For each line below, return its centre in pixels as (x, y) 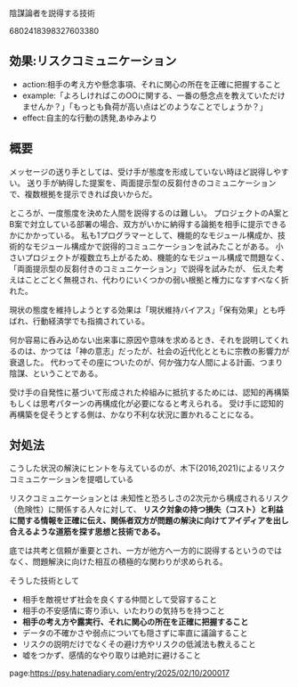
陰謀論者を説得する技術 (52, 13)
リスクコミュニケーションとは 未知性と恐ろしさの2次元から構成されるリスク (149, 498)
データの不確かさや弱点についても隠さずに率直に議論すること (135, 633)
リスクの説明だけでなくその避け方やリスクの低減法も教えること (139, 644)
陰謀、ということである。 (56, 373)
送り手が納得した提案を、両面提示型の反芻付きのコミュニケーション (151, 183)
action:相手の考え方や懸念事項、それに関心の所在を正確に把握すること (152, 84)
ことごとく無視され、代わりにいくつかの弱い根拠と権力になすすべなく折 (157, 280)
